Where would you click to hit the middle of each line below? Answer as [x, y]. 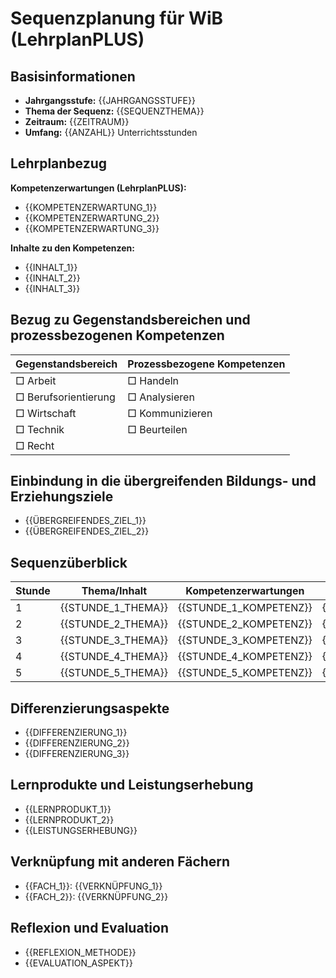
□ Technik [40, 429]
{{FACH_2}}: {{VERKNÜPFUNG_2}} [96, 896]
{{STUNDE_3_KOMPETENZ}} [245, 640]
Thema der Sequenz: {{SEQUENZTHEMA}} [114, 111]
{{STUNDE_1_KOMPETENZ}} [245, 608]
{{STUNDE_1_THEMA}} [113, 608]
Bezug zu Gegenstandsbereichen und [130, 320]
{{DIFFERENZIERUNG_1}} [76, 733]
